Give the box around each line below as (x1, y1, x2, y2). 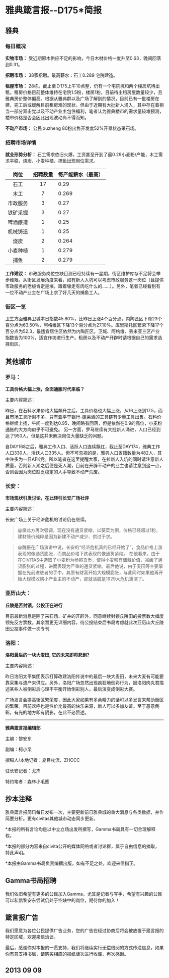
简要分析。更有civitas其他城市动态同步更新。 (5, 815, 98, 821)
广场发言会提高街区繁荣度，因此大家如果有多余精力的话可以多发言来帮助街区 (5, 697, 164, 703)
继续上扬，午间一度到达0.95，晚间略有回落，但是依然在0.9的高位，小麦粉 (9, 420, 162, 426)
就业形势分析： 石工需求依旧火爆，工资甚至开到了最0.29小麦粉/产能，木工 (5, 152, 158, 158)
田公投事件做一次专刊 (5, 625, 49, 631)
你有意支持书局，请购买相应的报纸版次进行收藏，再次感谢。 (5, 951, 129, 957)
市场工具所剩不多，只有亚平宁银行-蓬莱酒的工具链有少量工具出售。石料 (9, 414, 157, 420)
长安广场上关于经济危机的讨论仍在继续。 (5, 516, 89, 523)
